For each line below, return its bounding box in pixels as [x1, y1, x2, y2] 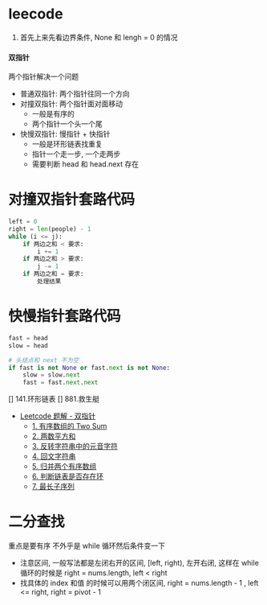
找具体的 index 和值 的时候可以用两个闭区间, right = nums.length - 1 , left [19, 578, 259, 588]
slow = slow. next [22, 371, 81, 379]
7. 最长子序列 [31, 482, 75, 492]
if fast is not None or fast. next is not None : [8, 364, 171, 372]
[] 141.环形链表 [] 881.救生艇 [8, 394, 100, 404]
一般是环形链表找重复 [31, 139, 103, 149]
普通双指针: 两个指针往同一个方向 [19, 89, 130, 99]
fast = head [8, 334, 48, 342]
